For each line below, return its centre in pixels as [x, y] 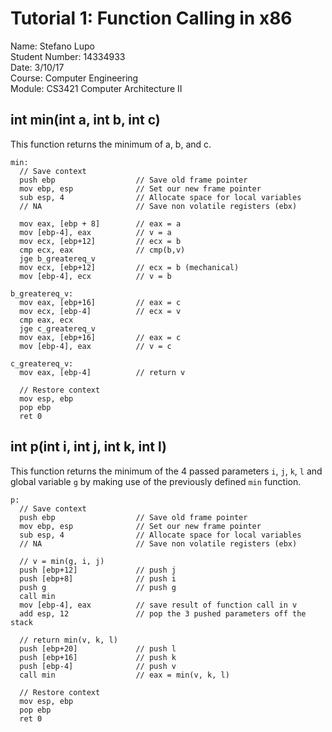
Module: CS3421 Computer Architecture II [96, 88]
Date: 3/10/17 [37, 67]
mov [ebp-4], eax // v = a [95, 232]
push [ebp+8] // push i [98, 578]
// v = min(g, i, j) [62, 561]
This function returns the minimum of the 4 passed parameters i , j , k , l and [166, 471]
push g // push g [98, 587]
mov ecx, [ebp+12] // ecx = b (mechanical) [129, 267]
